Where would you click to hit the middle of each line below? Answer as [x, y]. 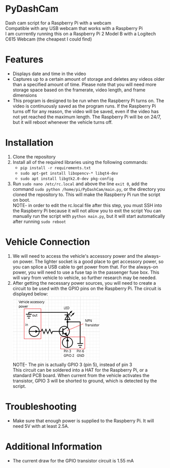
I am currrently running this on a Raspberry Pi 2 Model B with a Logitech [81, 34]
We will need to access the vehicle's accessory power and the [78, 256]
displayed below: [30, 294]
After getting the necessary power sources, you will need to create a [84, 283]
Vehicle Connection [48, 242]
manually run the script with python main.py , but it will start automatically [89, 216]
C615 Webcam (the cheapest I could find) [49, 39]
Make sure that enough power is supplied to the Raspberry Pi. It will [83, 421]
